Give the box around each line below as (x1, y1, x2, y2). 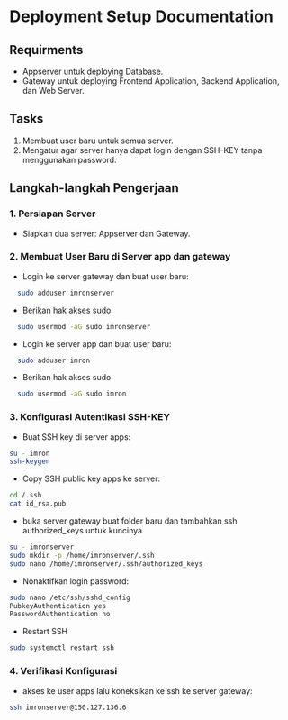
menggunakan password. (22, 154, 117, 165)
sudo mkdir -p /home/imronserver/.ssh (9, 551, 155, 560)
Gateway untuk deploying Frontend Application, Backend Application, (22, 76, 280, 87)
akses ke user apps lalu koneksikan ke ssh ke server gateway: (22, 685, 254, 696)
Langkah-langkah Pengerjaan (9, 180, 180, 196)
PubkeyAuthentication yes (9, 601, 106, 610)
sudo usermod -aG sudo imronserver (17, 322, 151, 331)
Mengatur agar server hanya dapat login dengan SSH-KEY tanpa (22, 144, 263, 155)
